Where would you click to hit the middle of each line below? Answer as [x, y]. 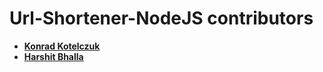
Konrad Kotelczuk [62, 46]
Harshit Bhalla [53, 56]
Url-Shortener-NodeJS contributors [161, 18]
